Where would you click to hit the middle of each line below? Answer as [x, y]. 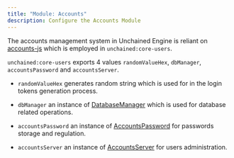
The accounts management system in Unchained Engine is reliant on [107, 40]
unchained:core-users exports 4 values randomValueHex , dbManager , [105, 62]
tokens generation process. [57, 91]
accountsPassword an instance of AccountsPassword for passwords [116, 125]
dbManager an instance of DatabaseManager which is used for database [122, 104]
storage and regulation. [52, 133]
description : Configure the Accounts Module [74, 21]
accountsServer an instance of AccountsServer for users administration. [122, 147]
